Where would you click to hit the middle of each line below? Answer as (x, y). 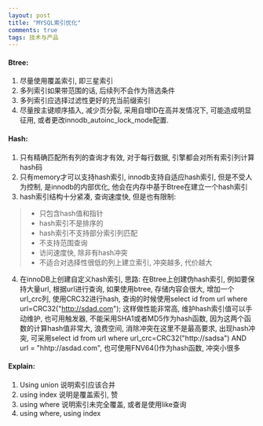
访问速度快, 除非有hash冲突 (83, 252)
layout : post (29, 15)
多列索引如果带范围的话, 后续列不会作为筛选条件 (97, 90)
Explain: (22, 366)
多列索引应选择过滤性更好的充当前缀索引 (85, 101)
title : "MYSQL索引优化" (44, 23)
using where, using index (60, 413)
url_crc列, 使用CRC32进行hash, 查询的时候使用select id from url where (133, 299)
